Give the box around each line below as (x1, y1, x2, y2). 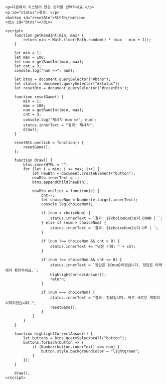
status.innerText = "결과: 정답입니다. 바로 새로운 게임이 (50, 295, 160, 300)
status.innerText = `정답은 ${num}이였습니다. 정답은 (50, 263, 153, 268)
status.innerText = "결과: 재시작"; (23, 122, 94, 127)
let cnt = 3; (14, 64, 42, 69)
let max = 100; (14, 55, 46, 60)
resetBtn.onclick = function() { (14, 140, 84, 145)
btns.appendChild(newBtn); (32, 180, 89, 185)
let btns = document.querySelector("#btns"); (14, 77, 111, 82)
